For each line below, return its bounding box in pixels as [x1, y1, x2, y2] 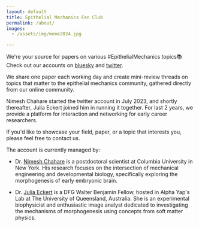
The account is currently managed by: [6, 146, 101, 153]
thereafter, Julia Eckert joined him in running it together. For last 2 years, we [6, 104, 194, 111]
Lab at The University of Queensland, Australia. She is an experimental [14, 195, 190, 202]
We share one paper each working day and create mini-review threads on [6, 73, 188, 81]
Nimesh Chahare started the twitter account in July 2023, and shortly [6, 98, 177, 105]
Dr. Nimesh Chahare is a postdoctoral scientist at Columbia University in [14, 158, 193, 165]
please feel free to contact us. [6, 135, 80, 142]
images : [6, 25, 26, 32]
